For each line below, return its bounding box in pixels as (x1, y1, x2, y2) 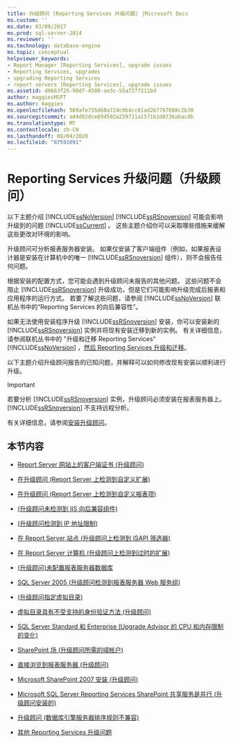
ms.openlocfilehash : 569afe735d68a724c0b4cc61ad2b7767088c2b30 (7, 107, 194, 114)
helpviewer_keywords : (7, 55, 70, 62)
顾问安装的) (23, 698, 57, 707)
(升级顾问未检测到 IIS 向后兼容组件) (17, 504, 118, 513)
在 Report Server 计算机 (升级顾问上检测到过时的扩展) (17, 548, 171, 557)
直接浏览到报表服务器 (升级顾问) (17, 660, 109, 669)
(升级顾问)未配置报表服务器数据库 (17, 563, 114, 572)
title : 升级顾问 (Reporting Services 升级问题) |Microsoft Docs (7, 10, 189, 17)
